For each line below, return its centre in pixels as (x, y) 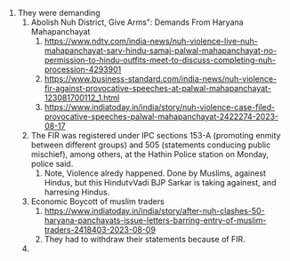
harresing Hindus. (77, 192)
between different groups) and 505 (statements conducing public (151, 145)
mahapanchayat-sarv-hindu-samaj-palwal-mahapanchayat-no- (161, 51)
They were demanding (59, 13)
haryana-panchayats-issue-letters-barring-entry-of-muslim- (155, 220)
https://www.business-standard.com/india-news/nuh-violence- (161, 79)
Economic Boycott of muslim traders (97, 202)
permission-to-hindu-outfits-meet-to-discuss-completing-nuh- (160, 60)
